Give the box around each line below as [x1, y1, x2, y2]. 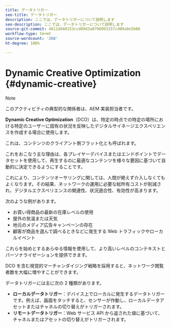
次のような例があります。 [5, 198, 59, 204]
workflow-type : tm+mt [5, 31, 52, 36]
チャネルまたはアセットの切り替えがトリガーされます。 [12, 316, 129, 322]
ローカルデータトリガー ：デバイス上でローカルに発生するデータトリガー [12, 291, 165, 297]
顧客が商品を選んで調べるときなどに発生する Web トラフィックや [12, 228, 150, 234]
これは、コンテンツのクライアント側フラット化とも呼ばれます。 [5, 140, 139, 146]
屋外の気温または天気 [12, 215, 58, 221]
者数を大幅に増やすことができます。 [5, 269, 81, 275]
